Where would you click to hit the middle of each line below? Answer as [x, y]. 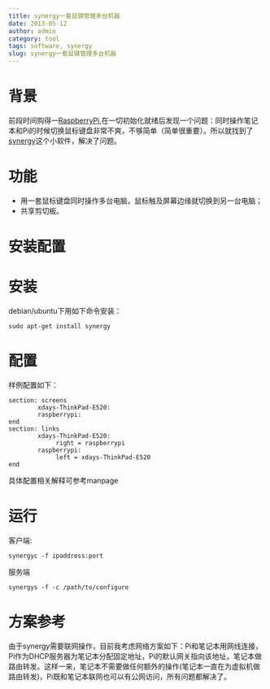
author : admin [33, 31]
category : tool [34, 39]
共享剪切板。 [41, 210]
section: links [34, 429]
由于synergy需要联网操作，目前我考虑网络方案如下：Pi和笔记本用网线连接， [135, 646]
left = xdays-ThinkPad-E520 [103, 457]
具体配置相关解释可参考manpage [63, 480]
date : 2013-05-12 [38, 24]
